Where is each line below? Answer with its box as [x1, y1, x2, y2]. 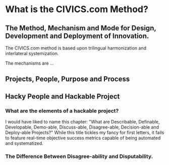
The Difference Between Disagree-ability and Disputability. [5, 153, 153, 160]
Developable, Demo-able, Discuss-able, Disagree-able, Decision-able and [5, 124, 159, 130]
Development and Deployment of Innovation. [5, 31, 149, 40]
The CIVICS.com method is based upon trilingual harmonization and [5, 45, 146, 51]
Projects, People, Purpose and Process [5, 75, 130, 84]
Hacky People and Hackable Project [5, 92, 120, 101]
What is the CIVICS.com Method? [5, 4, 149, 15]
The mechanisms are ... [5, 60, 54, 66]
